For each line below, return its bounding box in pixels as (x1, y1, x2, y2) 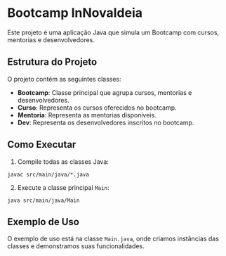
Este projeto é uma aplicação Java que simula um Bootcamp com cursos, (7, 28, 220, 37)
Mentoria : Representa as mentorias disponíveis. (17, 110, 157, 119)
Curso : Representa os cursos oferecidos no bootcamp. (17, 103, 177, 112)
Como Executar (7, 139, 77, 151)
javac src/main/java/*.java (7, 171, 90, 178)
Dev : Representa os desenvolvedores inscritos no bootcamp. (17, 118, 194, 127)
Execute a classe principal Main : (17, 183, 110, 191)
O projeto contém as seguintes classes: (7, 75, 121, 83)
